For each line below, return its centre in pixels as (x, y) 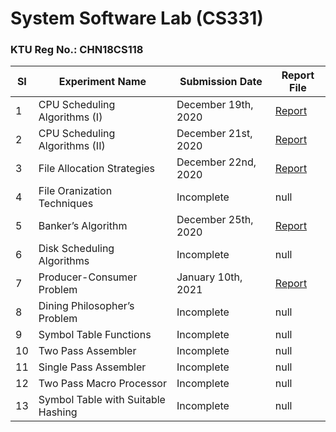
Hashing (58, 412)
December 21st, (214, 134)
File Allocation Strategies (97, 169)
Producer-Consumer (88, 277)
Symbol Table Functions (95, 335)
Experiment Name (102, 82)
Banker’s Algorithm (83, 226)
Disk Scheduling (76, 249)
